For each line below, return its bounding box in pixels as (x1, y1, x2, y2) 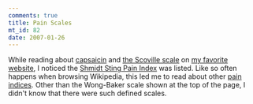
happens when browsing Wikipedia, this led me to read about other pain (8, 72, 242, 81)
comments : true (8, 11, 58, 20)
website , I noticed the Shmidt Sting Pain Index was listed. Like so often (8, 64, 238, 73)
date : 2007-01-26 (8, 33, 65, 42)
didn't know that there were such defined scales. (8, 88, 167, 98)
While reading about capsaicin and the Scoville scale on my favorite (8, 55, 229, 65)
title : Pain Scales (8, 19, 73, 27)
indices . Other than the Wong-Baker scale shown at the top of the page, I (8, 80, 246, 90)
